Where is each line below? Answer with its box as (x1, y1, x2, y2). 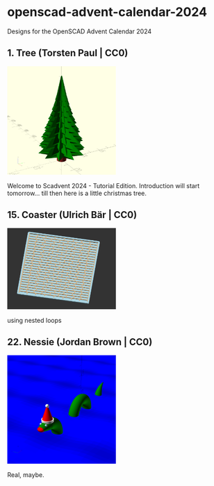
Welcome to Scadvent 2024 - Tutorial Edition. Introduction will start (7, 181, 200, 190)
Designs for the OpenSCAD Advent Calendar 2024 (7, 27, 152, 35)
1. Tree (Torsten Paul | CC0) (7, 47, 129, 59)
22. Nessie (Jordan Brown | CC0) (7, 336, 153, 348)
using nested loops (7, 317, 62, 325)
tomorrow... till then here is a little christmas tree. (7, 189, 147, 197)
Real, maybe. (7, 470, 44, 479)
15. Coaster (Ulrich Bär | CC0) (7, 209, 138, 221)
